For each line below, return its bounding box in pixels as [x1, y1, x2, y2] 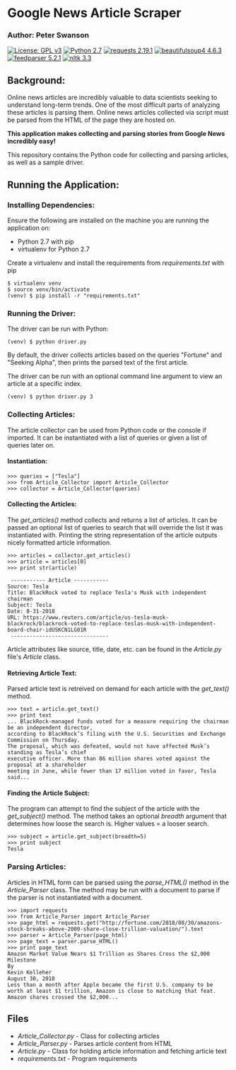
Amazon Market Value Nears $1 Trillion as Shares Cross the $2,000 [7, 950, 211, 957]
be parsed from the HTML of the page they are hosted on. [7, 115, 177, 125]
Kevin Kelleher [7, 969, 52, 976]
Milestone [7, 956, 37, 964]
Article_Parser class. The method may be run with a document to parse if [7, 885, 220, 894]
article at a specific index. [7, 380, 83, 388]
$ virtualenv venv [7, 280, 61, 287]
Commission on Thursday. [7, 736, 81, 744]
